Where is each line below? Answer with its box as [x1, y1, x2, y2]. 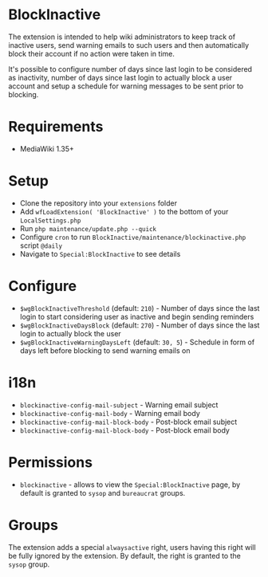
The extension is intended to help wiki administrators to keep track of [8, 32, 236, 41]
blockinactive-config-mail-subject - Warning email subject [19, 400, 219, 410]
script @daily [19, 241, 63, 250]
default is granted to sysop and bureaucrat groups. [19, 488, 186, 497]
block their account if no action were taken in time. [8, 49, 175, 58]
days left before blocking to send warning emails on [19, 345, 191, 355]
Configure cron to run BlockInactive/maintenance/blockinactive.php [19, 232, 246, 241]
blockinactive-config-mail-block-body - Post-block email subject [19, 417, 238, 426]
